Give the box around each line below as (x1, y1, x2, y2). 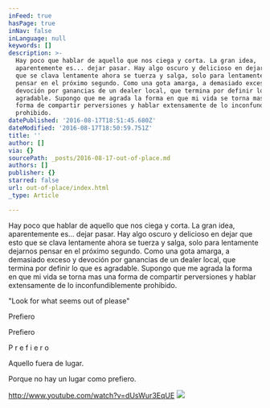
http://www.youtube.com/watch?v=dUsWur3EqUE (8, 390, 175, 400)
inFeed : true (8, 11, 52, 20)
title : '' (8, 131, 42, 139)
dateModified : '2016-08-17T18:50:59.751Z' (8, 124, 153, 132)
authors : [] (8, 162, 48, 170)
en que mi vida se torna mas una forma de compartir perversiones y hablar (8, 271, 256, 282)
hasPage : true (8, 19, 56, 27)
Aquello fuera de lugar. (8, 358, 84, 368)
